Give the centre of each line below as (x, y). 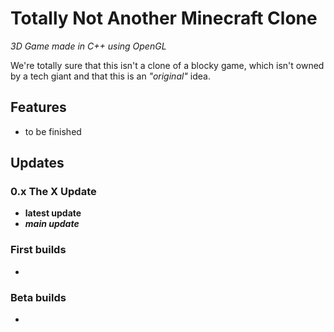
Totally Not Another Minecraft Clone (164, 18)
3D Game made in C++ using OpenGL (88, 46)
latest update (53, 213)
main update (52, 224)
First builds (38, 250)
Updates (37, 163)
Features (38, 107)
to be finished (53, 131)
